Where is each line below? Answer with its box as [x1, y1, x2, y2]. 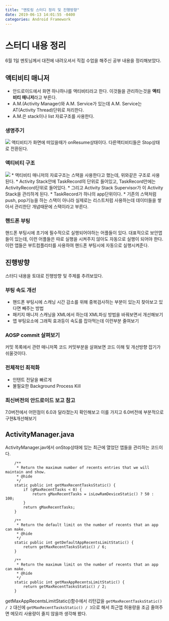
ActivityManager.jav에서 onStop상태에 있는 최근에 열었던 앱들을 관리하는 [5, 444, 150, 450]
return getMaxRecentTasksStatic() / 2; [23, 584, 107, 589]
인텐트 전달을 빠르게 [12, 376, 52, 383]
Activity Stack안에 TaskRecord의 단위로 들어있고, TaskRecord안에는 [19, 178, 156, 184]
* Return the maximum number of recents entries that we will [16, 465, 150, 470]
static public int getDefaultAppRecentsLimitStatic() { [14, 540, 134, 545]
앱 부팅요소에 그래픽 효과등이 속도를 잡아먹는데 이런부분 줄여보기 [12, 318, 139, 324]
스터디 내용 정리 [5, 40, 66, 51]
